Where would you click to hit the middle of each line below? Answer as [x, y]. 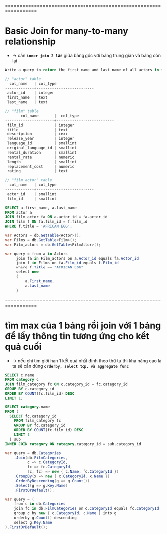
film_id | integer [41, 125]
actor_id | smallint [32, 194]
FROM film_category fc [38, 421]
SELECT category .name [28, 407]
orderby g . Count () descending [45, 518]
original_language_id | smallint [42, 148]
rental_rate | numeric [41, 157]
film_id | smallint [32, 199]
